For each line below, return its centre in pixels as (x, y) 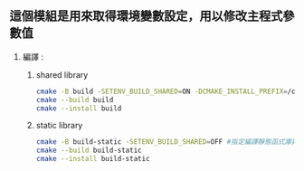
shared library (62, 74)
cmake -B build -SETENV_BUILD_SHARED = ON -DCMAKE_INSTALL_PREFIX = (161, 91)
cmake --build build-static (89, 151)
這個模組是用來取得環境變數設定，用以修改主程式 (146, 16)
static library (59, 126)
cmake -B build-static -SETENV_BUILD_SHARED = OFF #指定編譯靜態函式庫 (164, 142)
